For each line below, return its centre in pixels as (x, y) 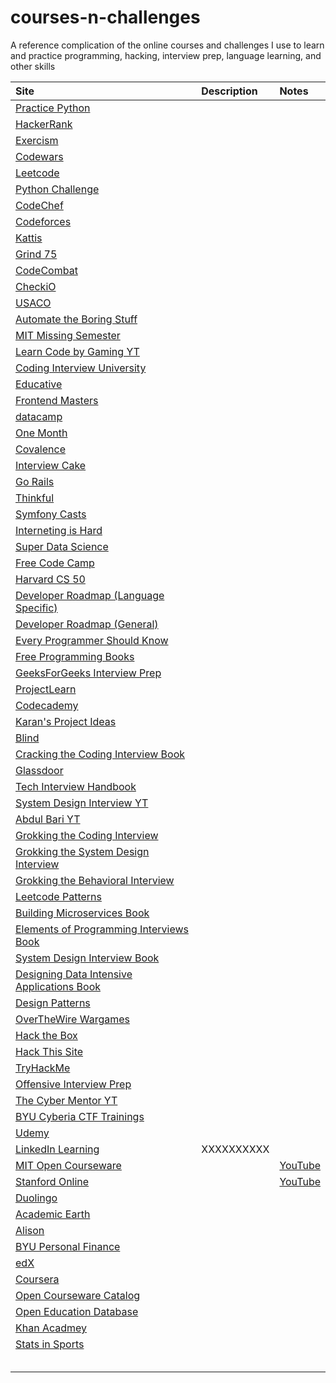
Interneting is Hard (59, 530)
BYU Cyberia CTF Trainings (80, 1116)
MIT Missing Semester (68, 335)
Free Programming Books (75, 656)
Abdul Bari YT (48, 819)
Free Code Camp (55, 563)
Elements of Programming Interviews (102, 929)
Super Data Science (62, 546)
